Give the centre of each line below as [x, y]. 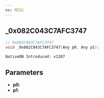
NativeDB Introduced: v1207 [35, 57]
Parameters [24, 72]
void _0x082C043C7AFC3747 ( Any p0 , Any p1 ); [53, 47]
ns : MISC [15, 10]
